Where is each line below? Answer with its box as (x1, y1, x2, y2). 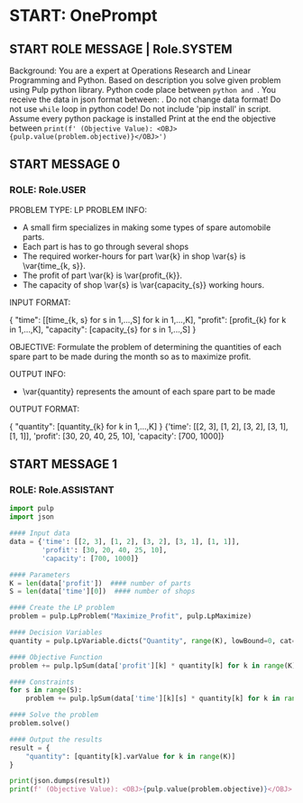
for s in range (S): (9, 686, 83, 695)
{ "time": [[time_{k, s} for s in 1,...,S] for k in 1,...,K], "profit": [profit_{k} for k (9, 314, 287, 325)
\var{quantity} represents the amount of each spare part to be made (22, 385, 276, 397)
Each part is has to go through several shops (22, 241, 189, 252)
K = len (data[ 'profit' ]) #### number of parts (9, 578, 192, 587)
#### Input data (9, 529, 70, 538)
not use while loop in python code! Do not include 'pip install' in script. (9, 104, 271, 114)
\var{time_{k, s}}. (22, 260, 86, 271)
